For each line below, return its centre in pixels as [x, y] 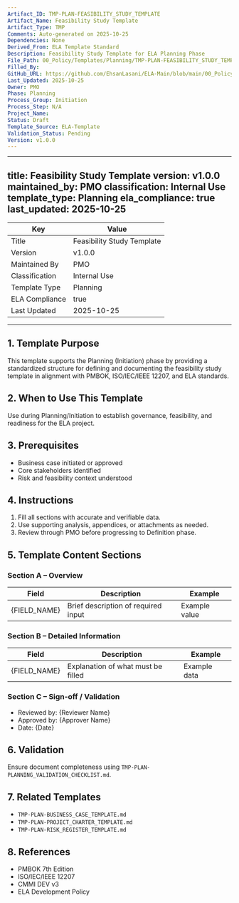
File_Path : [23, 61]
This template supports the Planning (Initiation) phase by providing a [107, 360]
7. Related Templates [54, 797]
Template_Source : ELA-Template [54, 127]
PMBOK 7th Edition [46, 869]
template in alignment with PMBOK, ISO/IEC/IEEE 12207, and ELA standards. [118, 376]
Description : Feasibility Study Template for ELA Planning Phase [106, 54]
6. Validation [36, 750]
